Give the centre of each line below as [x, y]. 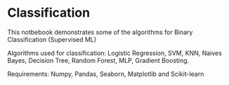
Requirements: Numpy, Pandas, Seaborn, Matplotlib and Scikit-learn [106, 74]
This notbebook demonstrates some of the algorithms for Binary [100, 32]
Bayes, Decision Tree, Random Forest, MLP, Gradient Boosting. [98, 60]
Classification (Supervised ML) [52, 39]
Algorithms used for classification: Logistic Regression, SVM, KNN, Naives [115, 53]
